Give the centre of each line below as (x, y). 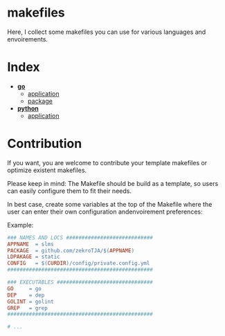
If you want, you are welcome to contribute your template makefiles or (107, 162)
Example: (20, 225)
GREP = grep (28, 308)
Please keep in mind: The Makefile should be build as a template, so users (113, 183)
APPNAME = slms (30, 244)
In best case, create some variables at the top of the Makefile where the (110, 204)
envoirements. (28, 39)
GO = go (24, 288)
